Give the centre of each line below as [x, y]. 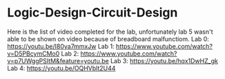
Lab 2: [70, 54]
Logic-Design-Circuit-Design [92, 13]
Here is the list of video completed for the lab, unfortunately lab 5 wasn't [110, 32]
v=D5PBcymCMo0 [33, 54]
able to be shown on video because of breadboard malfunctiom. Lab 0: [108, 38]
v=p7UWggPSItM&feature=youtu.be [58, 60]
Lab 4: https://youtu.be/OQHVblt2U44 [61, 68]
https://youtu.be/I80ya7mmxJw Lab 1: [61, 46]
